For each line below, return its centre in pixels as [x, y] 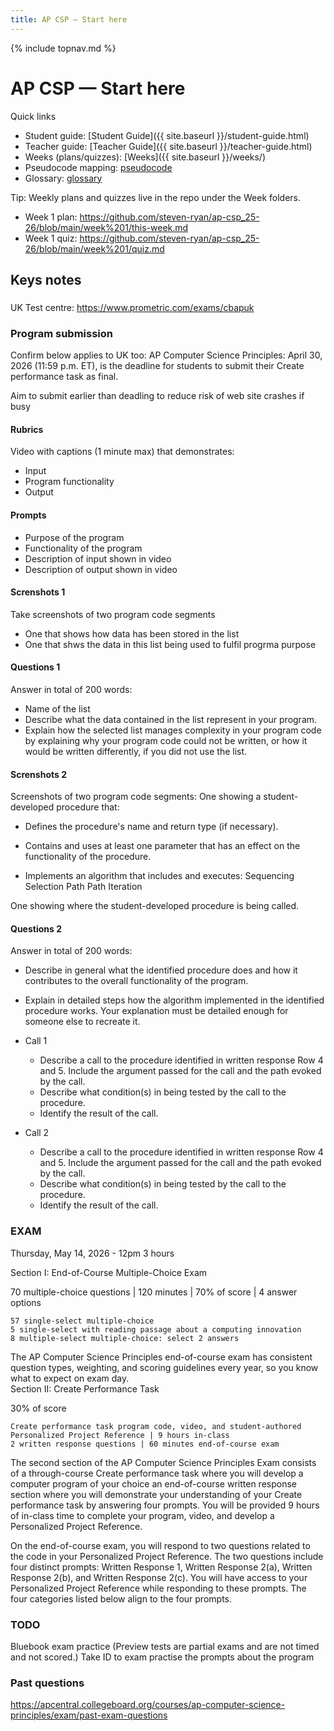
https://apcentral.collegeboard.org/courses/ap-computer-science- [148, 1705]
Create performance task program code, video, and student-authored [156, 1426]
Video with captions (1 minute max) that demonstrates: [122, 452]
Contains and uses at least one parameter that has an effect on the [162, 846]
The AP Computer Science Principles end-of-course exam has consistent [161, 1357]
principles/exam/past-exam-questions [89, 1715]
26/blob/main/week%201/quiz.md [94, 248]
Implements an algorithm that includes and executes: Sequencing [159, 876]
